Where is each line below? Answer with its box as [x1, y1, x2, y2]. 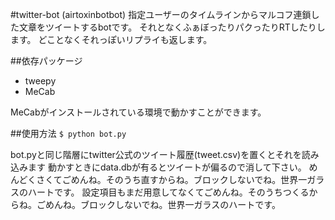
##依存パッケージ [10, 55, 83, 67]
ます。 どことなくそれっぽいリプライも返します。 [10, 34, 213, 45]
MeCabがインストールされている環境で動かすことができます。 [10, 106, 267, 118]
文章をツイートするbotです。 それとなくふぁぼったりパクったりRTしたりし [18, 21, 326, 33]
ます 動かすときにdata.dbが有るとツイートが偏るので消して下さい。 [27, 161, 307, 173]
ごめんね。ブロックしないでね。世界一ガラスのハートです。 [36, 199, 281, 210]
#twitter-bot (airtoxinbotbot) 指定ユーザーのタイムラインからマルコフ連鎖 [10, 9, 312, 20]
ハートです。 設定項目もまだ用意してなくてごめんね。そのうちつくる [27, 186, 310, 198]
